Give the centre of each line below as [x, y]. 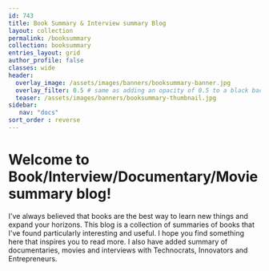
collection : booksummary [50, 46]
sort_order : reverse [44, 120]
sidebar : [23, 105]
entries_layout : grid [44, 53]
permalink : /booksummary [50, 38]
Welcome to [49, 160]
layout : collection [41, 30]
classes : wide [32, 68]
